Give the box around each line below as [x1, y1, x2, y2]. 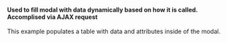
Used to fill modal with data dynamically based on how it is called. [7, 6, 198, 14]
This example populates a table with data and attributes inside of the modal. [7, 27, 221, 35]
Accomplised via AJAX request [7, 13, 98, 21]
